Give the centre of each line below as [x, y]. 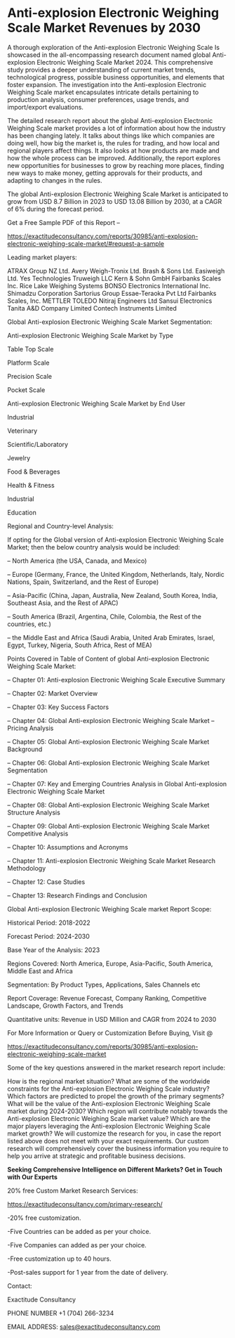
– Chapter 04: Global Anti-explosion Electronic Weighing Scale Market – [111, 720]
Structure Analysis [34, 812]
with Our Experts [33, 1177]
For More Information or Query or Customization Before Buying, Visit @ [110, 1033]
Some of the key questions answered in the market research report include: [116, 1067]
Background [25, 749]
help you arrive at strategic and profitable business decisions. [96, 1156]
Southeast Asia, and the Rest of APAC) [63, 603]
